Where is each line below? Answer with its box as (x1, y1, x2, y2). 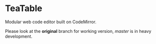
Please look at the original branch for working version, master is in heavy (5, 28, 152, 34)
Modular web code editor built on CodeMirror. (5, 19, 97, 25)
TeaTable (5, 3, 43, 14)
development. (5, 33, 32, 39)
